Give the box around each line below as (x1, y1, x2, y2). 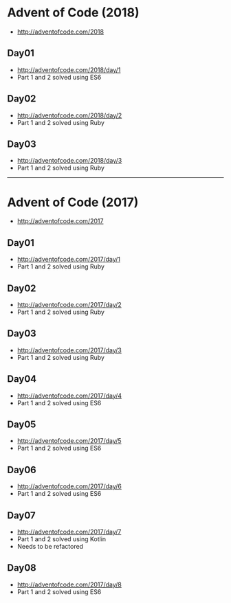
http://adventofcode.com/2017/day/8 (16, 580, 122, 589)
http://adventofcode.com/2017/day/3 (16, 345, 122, 354)
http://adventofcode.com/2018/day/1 (16, 65, 121, 73)
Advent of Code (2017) (7, 194, 139, 210)
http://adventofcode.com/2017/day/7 (16, 527, 122, 536)
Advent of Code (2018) (7, 5, 140, 21)
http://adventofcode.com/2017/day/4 (16, 391, 122, 400)
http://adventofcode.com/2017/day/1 (16, 255, 121, 264)
